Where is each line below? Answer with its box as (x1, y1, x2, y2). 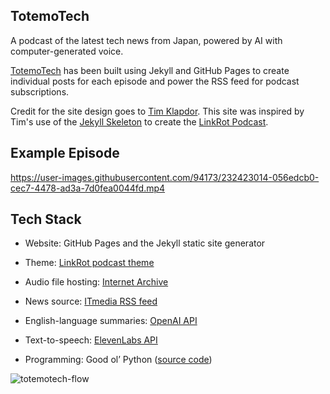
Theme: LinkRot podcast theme (24, 257, 155, 269)
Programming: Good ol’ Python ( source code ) (24, 354, 213, 366)
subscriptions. (10, 85, 70, 98)
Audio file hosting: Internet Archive (24, 276, 169, 288)
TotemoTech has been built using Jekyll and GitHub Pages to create (10, 64, 290, 76)
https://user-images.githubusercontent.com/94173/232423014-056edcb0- (10, 171, 320, 183)
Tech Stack (10, 211, 82, 228)
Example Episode (10, 145, 120, 162)
